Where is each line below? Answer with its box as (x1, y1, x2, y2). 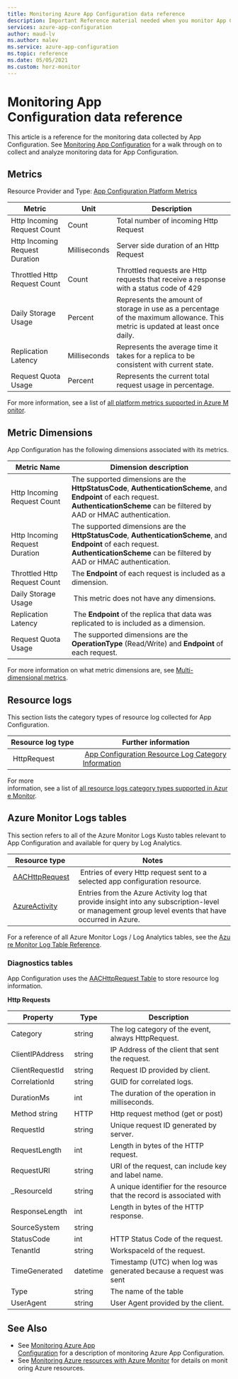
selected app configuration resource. (78, 876, 202, 886)
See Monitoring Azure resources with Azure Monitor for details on (17, 1356, 210, 1365)
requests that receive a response (116, 274, 226, 284)
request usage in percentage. (116, 380, 215, 390)
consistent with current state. (116, 360, 214, 370)
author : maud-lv (7, 30, 55, 38)
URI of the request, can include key (110, 1161, 227, 1171)
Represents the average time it (116, 342, 218, 352)
